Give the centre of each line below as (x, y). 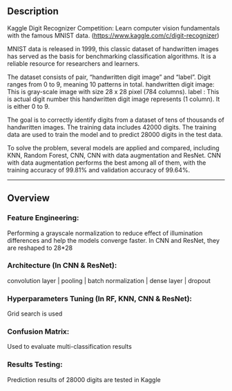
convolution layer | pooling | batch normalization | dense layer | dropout (109, 280)
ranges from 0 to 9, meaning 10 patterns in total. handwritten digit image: (111, 84)
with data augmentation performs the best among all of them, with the (107, 163)
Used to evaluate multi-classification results (70, 347)
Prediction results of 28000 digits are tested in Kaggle (84, 379)
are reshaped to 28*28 (40, 248)
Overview (29, 198)
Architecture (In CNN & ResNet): (62, 266)
